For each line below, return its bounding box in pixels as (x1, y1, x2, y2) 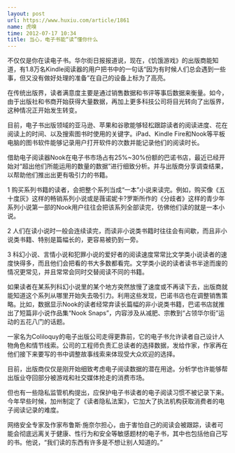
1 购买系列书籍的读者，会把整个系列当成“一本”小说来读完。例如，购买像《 (7, 186, 219, 194)
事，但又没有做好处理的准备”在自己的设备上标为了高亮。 (7, 74, 170, 82)
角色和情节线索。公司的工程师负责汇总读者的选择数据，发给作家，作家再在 (13, 341, 228, 350)
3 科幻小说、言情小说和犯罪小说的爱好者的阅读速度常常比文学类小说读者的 (7, 250, 222, 259)
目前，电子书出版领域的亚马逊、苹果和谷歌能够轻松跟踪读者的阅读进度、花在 (7, 121, 228, 129)
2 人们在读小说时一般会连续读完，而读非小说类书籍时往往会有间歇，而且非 (7, 226, 222, 235)
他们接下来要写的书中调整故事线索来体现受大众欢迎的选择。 (7, 350, 179, 359)
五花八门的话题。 (19, 317, 69, 326)
